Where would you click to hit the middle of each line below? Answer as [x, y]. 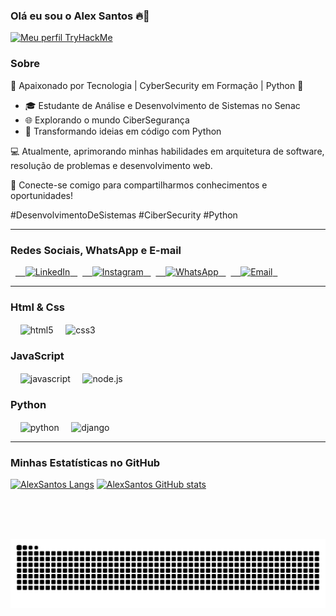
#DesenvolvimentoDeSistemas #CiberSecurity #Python [124, 215]
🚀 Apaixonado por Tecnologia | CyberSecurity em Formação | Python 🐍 [157, 85]
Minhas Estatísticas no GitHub [85, 462]
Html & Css [37, 307]
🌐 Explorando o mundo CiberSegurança [107, 120]
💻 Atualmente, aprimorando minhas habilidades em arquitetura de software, [167, 151]
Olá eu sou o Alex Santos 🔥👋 [80, 16]
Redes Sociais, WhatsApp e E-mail [96, 250]
